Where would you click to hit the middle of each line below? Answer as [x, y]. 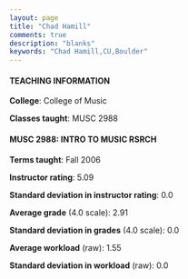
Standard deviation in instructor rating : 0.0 [92, 194]
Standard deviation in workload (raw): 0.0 [89, 265]
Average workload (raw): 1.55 [65, 247]
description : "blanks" [52, 43]
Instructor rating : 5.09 [52, 177]
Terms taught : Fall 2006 [55, 159]
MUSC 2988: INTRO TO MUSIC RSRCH [83, 139]
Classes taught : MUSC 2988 [64, 118]
